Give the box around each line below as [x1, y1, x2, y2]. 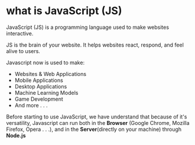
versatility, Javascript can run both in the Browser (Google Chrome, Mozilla [6, 119, 190, 126]
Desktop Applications [14, 83, 67, 90]
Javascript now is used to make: [6, 59, 84, 66]
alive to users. [6, 47, 40, 54]
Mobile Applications [14, 77, 63, 84]
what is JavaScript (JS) [6, 4, 122, 18]
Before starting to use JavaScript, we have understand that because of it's [6, 113, 187, 120]
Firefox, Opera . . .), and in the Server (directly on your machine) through [6, 126, 182, 133]
